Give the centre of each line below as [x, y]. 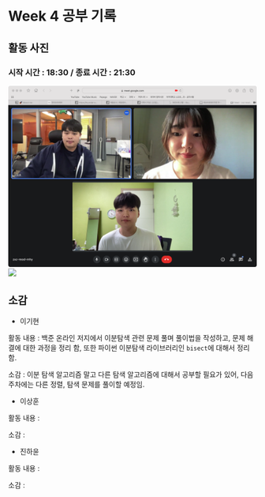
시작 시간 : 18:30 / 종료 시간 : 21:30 [72, 72]
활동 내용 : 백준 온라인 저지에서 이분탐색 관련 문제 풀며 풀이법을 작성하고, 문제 [127, 337]
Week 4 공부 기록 [62, 16]
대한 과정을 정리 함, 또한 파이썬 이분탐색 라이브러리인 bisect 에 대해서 [129, 348]
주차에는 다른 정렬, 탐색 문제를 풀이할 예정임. [77, 384]
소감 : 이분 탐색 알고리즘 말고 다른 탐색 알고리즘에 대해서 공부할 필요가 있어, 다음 [131, 374]
